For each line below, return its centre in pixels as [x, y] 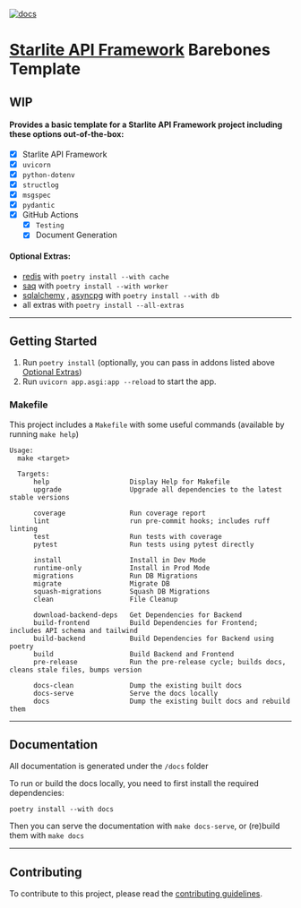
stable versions [39, 497]
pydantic [39, 206]
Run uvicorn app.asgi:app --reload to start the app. [119, 381]
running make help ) [44, 433]
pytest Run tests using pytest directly [143, 544]
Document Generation [77, 235]
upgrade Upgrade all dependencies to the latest [157, 489]
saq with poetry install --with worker [95, 286]
